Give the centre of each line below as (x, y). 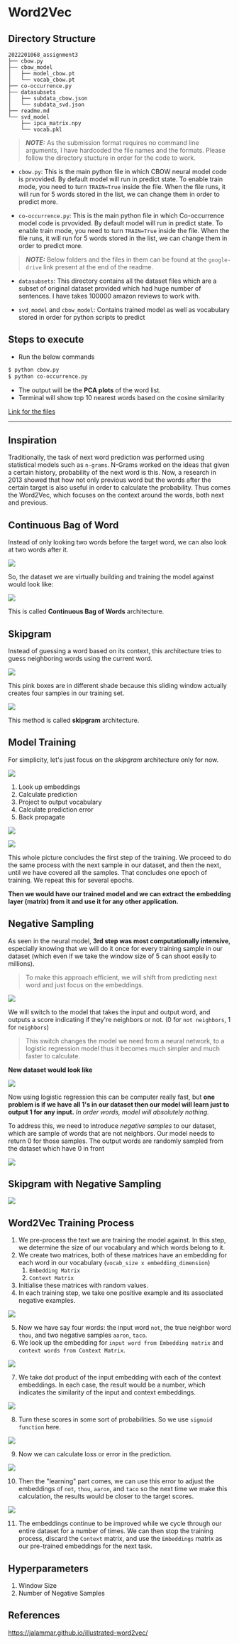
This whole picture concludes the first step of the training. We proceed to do (120, 857)
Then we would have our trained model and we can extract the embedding (119, 893)
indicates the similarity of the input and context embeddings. (107, 1392)
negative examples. (47, 1301)
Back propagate (42, 817)
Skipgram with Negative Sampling (85, 1184)
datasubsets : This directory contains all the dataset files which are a (117, 281)
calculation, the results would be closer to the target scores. (106, 1496)
